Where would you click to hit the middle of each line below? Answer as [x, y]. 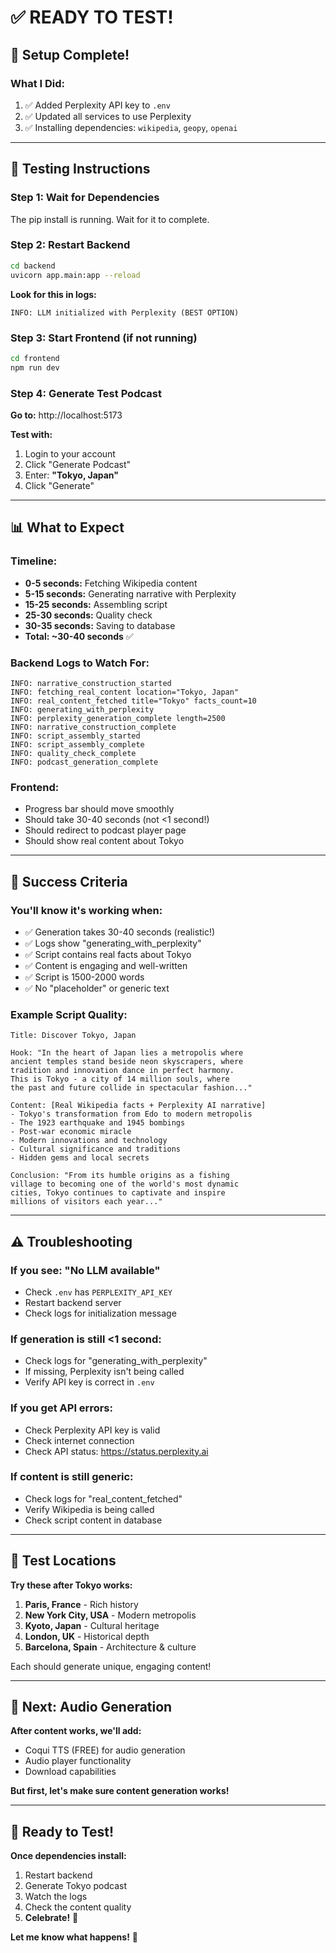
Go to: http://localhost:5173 [66, 415]
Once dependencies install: [68, 1856]
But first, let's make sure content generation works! [120, 1791]
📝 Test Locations [63, 1561]
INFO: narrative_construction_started [91, 683]
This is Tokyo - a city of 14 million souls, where [120, 1079]
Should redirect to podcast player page [105, 830]
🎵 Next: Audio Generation [91, 1707]
